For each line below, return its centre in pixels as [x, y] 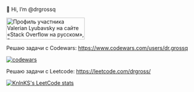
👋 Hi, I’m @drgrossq [31, 9]
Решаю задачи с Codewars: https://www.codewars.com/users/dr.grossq [97, 48]
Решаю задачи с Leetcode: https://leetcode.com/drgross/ [79, 71]
